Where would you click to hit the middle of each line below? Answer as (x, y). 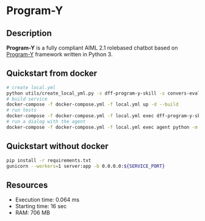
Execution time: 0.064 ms (47, 200)
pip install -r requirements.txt (49, 160)
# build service (27, 99)
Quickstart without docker (57, 146)
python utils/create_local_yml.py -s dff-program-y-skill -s (86, 93)
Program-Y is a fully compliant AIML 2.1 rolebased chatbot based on (92, 48)
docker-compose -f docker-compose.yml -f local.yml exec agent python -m (102, 127)
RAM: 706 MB (33, 213)
